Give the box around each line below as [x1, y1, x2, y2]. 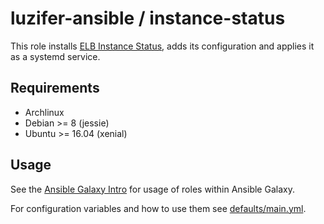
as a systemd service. [10, 50, 101, 62]
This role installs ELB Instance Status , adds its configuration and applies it [10, 40, 315, 52]
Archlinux [24, 106, 65, 118]
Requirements [10, 80, 100, 97]
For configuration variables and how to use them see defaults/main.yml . [10, 202, 307, 214]
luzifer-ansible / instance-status [10, 7, 286, 30]
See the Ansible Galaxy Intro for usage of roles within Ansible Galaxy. [10, 183, 295, 195]
